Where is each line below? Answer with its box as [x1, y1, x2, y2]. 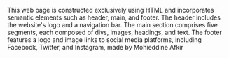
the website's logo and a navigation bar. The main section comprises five [7, 21, 218, 29]
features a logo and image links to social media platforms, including [7, 36, 202, 44]
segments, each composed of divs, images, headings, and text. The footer [7, 28, 222, 36]
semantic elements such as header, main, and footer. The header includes [7, 13, 221, 22]
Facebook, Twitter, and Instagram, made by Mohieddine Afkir [7, 43, 183, 51]
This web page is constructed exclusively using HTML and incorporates [7, 6, 214, 14]
